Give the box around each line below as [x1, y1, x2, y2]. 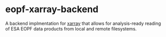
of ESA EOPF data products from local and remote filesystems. [5, 25, 137, 31]
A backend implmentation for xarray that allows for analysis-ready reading [5, 20, 161, 26]
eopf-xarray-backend [5, 4, 99, 15]
